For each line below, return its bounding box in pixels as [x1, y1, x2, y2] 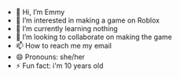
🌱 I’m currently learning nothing [15, 24, 118, 33]
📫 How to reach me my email [15, 41, 112, 50]
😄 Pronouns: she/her [15, 52, 85, 62]
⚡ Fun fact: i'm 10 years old [15, 61, 104, 70]
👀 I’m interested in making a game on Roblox [15, 16, 160, 25]
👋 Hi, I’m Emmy [15, 8, 65, 16]
